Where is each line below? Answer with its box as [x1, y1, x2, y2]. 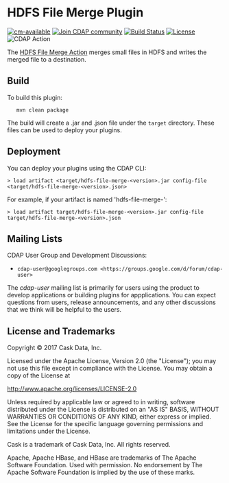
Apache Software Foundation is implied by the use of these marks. [7, 468, 195, 477]
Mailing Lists [7, 233, 63, 245]
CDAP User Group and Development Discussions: [7, 251, 147, 260]
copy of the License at [7, 371, 71, 380]
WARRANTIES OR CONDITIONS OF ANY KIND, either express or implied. [7, 412, 211, 421]
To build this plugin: [7, 93, 63, 101]
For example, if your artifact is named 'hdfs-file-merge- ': [7, 195, 167, 203]
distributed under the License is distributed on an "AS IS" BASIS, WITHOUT [7, 406, 219, 414]
